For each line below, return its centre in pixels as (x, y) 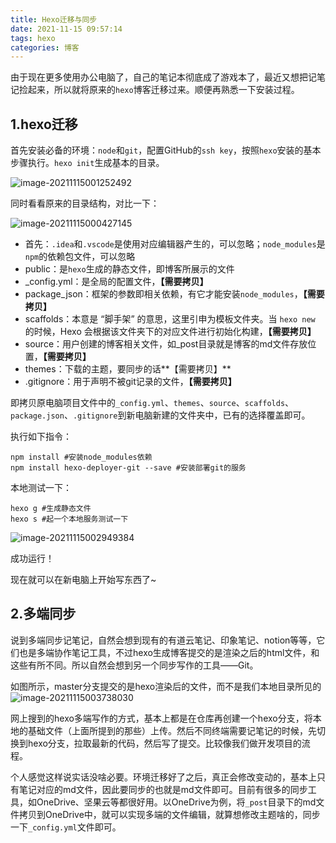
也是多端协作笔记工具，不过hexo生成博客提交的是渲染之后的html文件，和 (169, 652)
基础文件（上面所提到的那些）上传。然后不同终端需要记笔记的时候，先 (172, 730)
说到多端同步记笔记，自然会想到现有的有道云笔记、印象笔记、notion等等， (163, 640)
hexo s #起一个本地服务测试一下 (69, 519)
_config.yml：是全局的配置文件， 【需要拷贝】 (116, 282)
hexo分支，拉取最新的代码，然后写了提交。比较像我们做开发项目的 (164, 743)
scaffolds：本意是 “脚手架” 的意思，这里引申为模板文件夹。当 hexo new (170, 319)
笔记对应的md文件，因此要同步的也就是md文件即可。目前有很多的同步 (163, 789)
